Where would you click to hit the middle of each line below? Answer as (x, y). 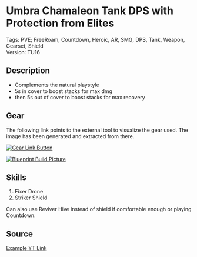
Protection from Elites (60, 23)
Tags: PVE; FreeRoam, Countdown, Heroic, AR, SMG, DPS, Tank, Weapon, (96, 39)
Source (20, 234)
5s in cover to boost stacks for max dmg (64, 91)
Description (28, 71)
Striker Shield (31, 198)
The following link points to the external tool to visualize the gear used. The (97, 130)
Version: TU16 (23, 52)
